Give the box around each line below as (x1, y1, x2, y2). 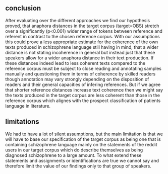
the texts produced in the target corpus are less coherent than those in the (5, 92, 160, 98)
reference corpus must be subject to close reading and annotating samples (5, 65, 161, 71)
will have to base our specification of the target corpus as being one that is (5, 136, 161, 142)
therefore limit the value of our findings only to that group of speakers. (5, 163, 151, 169)
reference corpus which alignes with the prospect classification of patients (5, 98, 161, 104)
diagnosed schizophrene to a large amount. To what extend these (5, 152, 142, 158)
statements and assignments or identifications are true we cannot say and (5, 157, 159, 163)
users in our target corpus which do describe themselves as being (5, 147, 143, 153)
